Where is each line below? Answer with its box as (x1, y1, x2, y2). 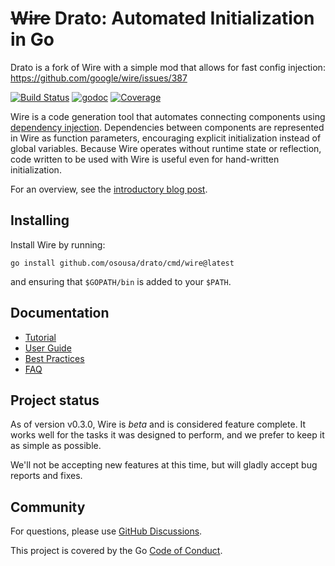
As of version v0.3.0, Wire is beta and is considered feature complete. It (10, 418, 307, 431)
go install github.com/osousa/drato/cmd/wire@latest (10, 258, 235, 268)
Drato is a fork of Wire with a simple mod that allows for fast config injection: (10, 61, 326, 73)
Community (10, 498, 86, 516)
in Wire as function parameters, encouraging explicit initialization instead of (10, 132, 322, 144)
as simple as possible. (10, 440, 102, 452)
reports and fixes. (10, 470, 83, 482)
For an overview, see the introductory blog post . (10, 183, 208, 195)
